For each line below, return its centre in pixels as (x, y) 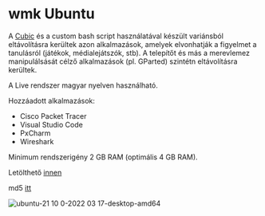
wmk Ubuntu (51, 14)
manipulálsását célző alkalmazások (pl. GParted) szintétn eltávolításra (123, 61)
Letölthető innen (35, 172)
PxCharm (35, 133)
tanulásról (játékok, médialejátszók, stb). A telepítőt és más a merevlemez (129, 53)
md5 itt (20, 187)
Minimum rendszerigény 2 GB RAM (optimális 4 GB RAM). (103, 157)
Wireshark (37, 141)
